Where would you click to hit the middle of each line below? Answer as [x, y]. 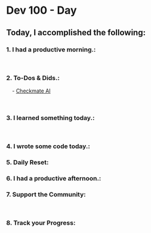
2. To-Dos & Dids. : [33, 78]
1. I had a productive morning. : [51, 50]
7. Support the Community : [46, 195]
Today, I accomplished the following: [76, 33]
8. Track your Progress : [41, 223]
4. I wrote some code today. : [48, 146]
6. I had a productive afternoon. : [54, 179]
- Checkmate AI [31, 91]
